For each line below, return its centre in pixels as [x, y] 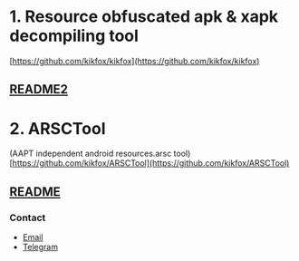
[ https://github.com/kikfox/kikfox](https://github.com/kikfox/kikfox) [135, 61]
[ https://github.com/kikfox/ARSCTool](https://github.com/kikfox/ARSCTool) [149, 163]
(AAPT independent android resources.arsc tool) [100, 154]
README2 [39, 89]
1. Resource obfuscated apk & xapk [144, 17]
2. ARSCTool [58, 128]
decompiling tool [74, 36]
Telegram [40, 246]
